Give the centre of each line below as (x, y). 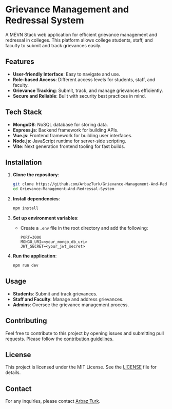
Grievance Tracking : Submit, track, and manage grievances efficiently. (88, 90)
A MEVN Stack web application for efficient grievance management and (81, 34)
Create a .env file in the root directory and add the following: (84, 228)
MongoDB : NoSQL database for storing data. (60, 124)
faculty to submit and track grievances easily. (53, 45)
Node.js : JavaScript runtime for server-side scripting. (70, 141)
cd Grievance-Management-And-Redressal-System (63, 189)
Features (20, 62)
